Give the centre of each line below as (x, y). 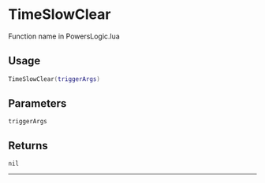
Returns (28, 146)
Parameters (37, 104)
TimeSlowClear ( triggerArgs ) (54, 79)
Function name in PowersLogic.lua (64, 36)
